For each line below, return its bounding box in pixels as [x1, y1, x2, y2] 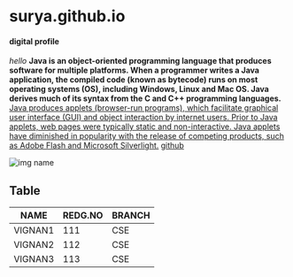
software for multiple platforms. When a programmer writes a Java [9, 65, 259, 76]
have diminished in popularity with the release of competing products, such [9, 131, 285, 142]
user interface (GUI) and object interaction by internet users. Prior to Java [9, 112, 278, 123]
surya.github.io [9, 6, 126, 27]
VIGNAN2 [13, 239, 55, 251]
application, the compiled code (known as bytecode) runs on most [9, 74, 258, 85]
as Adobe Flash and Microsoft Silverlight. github [9, 140, 184, 151]
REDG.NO [62, 210, 104, 222]
